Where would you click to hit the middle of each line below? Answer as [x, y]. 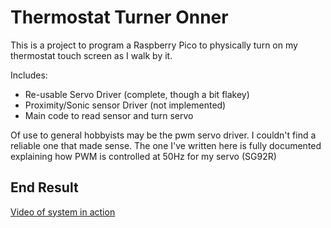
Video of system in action [63, 212]
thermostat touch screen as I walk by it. [91, 55]
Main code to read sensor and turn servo [109, 115]
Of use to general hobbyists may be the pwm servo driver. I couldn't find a [163, 135]
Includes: [29, 75]
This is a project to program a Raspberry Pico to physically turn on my [154, 45]
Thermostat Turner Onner [119, 17]
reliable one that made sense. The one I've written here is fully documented [166, 145]
